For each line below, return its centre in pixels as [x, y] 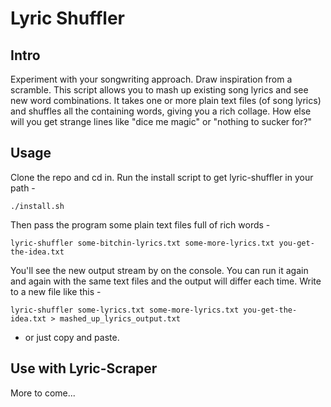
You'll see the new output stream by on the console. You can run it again [159, 270]
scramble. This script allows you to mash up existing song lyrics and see [159, 90]
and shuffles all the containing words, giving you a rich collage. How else [161, 111]
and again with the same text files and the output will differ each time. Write [166, 281]
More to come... [43, 393]
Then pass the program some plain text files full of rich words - [140, 224]
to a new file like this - [56, 291]
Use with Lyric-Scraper [84, 368]
